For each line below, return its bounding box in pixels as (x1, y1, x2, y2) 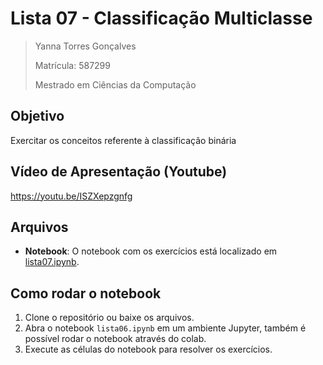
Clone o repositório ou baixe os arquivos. (24, 312, 195, 324)
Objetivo (10, 108, 65, 125)
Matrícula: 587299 (34, 59, 111, 71)
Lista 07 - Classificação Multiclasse (10, 7, 313, 30)
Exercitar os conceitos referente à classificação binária (10, 134, 237, 146)
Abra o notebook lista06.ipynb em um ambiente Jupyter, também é (24, 322, 307, 334)
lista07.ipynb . (24, 256, 80, 268)
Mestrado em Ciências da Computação (34, 78, 197, 91)
